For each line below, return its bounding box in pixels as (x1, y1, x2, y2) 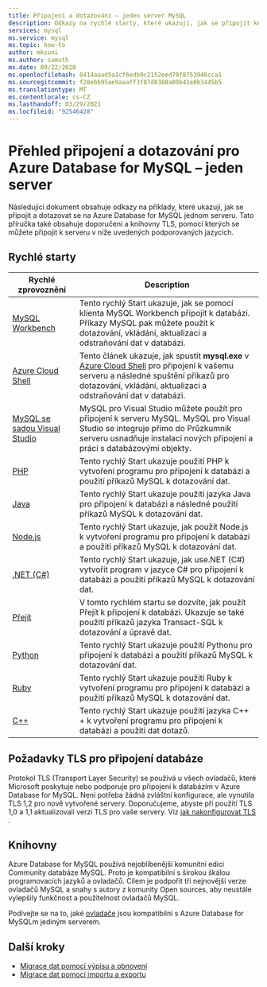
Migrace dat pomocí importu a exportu (19, 970, 147, 979)
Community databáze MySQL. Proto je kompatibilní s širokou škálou (8, 868, 230, 877)
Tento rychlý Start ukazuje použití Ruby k (79, 672, 233, 683)
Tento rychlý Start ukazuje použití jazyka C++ (79, 705, 250, 716)
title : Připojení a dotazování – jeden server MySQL (8, 11, 187, 20)
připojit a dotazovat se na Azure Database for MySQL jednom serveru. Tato (8, 210, 254, 220)
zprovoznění (17, 284, 66, 295)
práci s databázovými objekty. (79, 442, 192, 453)
